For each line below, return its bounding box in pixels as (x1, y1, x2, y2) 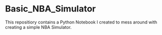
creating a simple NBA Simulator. (5, 24, 72, 30)
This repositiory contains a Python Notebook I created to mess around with (5, 19, 158, 25)
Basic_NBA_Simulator (5, 3, 96, 14)
